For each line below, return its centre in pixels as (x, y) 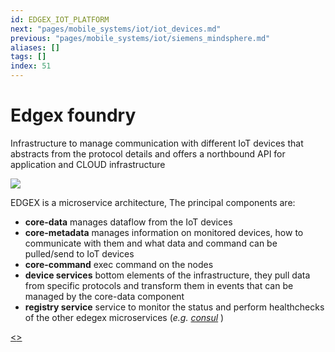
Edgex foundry (73, 115)
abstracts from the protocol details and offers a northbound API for (148, 153)
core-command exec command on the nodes (119, 264)
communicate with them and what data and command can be (151, 243)
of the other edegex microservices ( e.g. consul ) (124, 317)
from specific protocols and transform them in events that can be (159, 285)
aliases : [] (35, 47)
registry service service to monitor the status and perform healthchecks (174, 307)
